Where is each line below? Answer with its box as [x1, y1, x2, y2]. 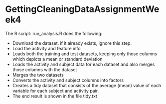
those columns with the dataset [12, 66, 77, 73]
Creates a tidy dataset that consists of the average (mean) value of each [12, 82, 162, 88]
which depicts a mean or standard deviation [12, 56, 103, 62]
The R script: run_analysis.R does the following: [5, 30, 103, 36]
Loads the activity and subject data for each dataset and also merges [12, 61, 155, 67]
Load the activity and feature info [12, 45, 81, 51]
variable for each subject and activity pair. [12, 88, 99, 94]
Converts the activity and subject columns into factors [12, 77, 124, 83]
